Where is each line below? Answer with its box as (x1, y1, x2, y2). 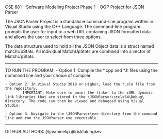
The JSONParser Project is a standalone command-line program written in (5, 19, 154, 24)
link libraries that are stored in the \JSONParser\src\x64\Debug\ (5, 95, 145, 99)
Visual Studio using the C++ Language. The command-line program (5, 24, 141, 29)
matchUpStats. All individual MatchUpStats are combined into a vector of (5, 48, 151, 54)
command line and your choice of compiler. (5, 72, 92, 78)
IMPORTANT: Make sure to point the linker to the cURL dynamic (22, 90, 153, 95)
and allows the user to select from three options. (5, 34, 102, 40)
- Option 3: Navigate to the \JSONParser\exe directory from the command (5, 111, 158, 116)
